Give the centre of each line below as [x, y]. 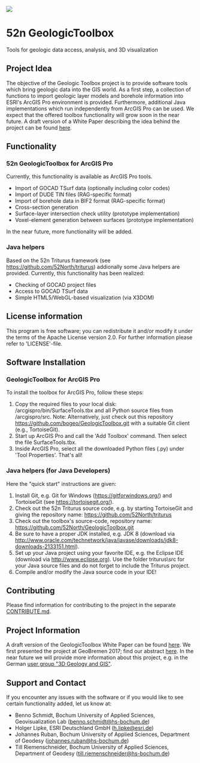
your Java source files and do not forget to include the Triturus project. [102, 565]
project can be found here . [39, 127]
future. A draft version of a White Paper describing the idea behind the [93, 121]
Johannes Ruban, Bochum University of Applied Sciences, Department [102, 734]
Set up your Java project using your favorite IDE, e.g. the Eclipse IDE [99, 552]
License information [44, 316]
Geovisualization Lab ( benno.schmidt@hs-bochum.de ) [82, 721]
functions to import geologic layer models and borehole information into [95, 95]
